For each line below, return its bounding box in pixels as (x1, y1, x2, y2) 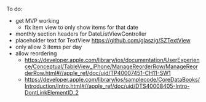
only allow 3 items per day (15, 43, 82, 50)
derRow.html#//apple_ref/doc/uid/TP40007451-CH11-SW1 (24, 69, 171, 76)
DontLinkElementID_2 (24, 89, 79, 96)
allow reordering (15, 50, 57, 57)
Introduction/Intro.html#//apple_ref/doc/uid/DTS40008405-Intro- (24, 82, 190, 90)
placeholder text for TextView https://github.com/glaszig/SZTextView (15, 37, 191, 44)
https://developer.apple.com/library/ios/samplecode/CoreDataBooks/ (24, 76, 200, 83)
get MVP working (15, 17, 60, 24)
